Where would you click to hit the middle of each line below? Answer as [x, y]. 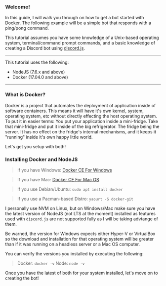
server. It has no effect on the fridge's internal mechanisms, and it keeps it [81, 131]
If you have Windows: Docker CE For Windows [64, 170]
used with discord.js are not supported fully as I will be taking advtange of [82, 219]
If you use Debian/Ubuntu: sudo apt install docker [70, 189]
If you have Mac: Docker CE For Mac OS [58, 179]
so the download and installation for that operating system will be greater [80, 239]
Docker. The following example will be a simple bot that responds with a [78, 23]
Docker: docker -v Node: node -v [51, 263]
